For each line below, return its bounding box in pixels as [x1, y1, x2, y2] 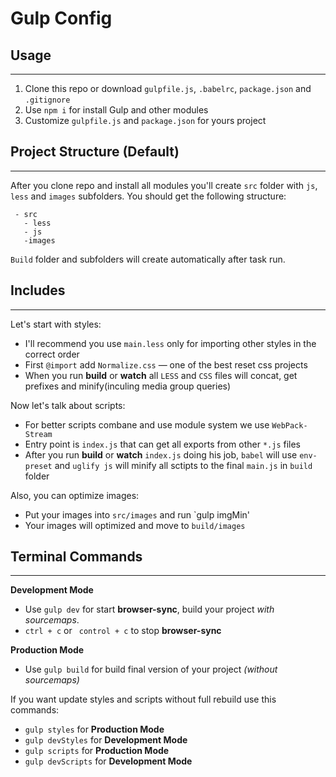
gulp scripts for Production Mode [24, 745, 170, 757]
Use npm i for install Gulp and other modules [24, 104, 209, 116]
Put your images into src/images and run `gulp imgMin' [24, 508, 251, 521]
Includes [10, 282, 66, 299]
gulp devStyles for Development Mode [24, 734, 188, 746]
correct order [24, 348, 80, 360]
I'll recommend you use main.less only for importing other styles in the [24, 337, 317, 349]
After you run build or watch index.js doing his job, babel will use [24, 448, 298, 461]
